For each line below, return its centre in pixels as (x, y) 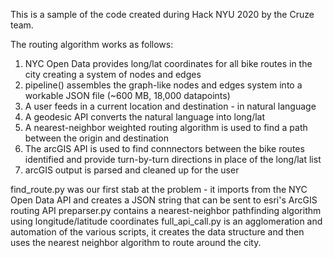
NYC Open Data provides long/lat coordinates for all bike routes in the (168, 63)
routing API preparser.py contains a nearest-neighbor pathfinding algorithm (166, 210)
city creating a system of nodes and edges (113, 74)
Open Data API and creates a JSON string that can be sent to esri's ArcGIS (164, 200)
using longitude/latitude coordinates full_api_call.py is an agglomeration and (166, 221)
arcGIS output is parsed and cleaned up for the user (132, 170)
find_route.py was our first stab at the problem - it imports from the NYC (159, 189)
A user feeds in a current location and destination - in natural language (170, 106)
